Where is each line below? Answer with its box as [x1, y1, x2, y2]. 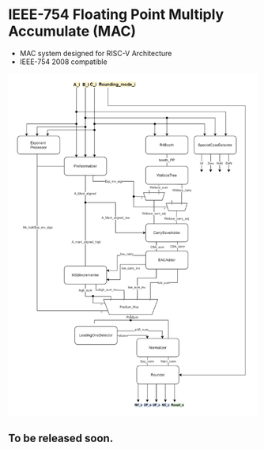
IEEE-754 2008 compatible [19, 57, 108, 66]
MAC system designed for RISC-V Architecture [19, 48, 172, 58]
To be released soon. [8, 431, 114, 444]
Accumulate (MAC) [8, 22, 137, 40]
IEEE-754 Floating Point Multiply [8, 6, 224, 24]
